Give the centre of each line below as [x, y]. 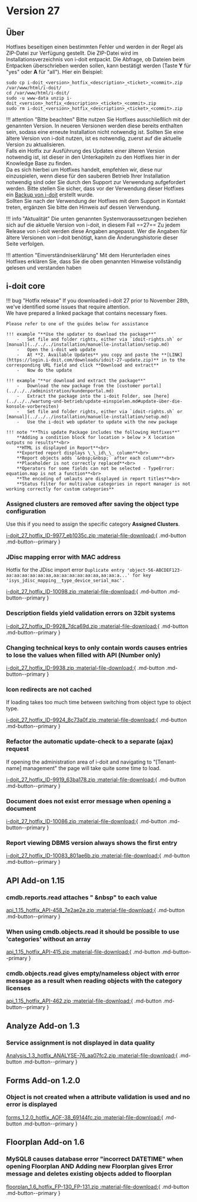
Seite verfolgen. [25, 244]
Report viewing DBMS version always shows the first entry [92, 843]
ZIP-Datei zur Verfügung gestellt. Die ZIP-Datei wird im [72, 53]
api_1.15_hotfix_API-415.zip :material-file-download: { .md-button [83, 952]
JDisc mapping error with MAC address [64, 557]
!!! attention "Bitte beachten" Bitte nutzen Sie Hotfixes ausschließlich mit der [98, 119]
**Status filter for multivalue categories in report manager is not [104, 484]
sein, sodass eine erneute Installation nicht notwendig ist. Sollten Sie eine [95, 132]
